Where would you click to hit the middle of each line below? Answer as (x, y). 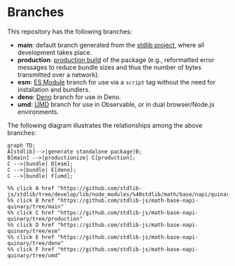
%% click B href (31, 200)
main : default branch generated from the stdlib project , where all (111, 45)
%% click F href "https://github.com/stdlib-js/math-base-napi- (103, 249)
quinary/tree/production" (45, 219)
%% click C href (31, 213)
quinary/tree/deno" (36, 243)
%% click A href (31, 188)
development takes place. (55, 52)
